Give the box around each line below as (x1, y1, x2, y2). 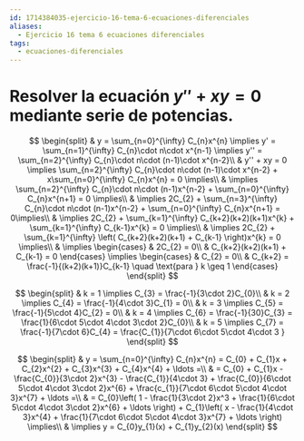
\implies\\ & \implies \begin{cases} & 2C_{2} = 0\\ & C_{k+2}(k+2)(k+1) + (17, 241, 288, 252)
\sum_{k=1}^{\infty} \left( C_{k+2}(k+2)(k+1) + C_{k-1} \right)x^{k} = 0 (24, 232, 281, 243)
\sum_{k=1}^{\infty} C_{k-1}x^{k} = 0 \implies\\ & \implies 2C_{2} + (29, 222, 276, 233)
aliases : (9, 22, 43, 31)
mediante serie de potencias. (9, 105, 234, 126)
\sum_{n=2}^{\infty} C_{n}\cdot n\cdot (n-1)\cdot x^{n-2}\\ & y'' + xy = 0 (17, 155, 288, 166)
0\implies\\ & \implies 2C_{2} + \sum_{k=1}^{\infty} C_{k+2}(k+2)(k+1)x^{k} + (10, 212, 295, 223)
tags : (9, 38, 30, 48)
